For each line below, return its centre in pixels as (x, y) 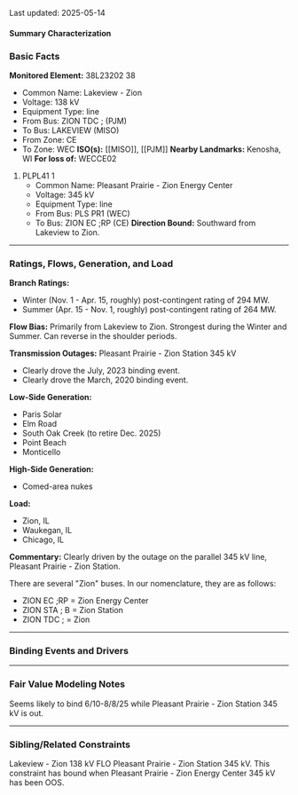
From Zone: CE (49, 139)
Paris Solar (42, 414)
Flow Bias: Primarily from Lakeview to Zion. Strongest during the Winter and (148, 327)
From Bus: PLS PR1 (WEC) (82, 213)
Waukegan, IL (47, 531)
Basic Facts (35, 56)
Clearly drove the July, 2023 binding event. (101, 371)
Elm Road (39, 424)
